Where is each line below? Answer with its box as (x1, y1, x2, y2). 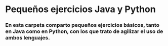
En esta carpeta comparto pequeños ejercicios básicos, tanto (5, 22, 159, 29)
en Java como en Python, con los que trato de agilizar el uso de (5, 28, 163, 35)
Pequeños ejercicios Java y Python (5, 4, 156, 15)
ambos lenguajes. (5, 34, 50, 41)
